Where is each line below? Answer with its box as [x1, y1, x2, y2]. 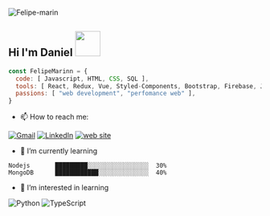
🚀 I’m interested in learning [19, 183, 109, 193]
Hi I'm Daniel [8, 46, 73, 59]
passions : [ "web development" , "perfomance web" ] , [15, 89, 196, 98]
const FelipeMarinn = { [8, 67, 88, 75]
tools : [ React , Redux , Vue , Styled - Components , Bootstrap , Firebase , [15, 82, 257, 90]
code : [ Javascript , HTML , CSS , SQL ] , [15, 75, 149, 83]
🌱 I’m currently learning [19, 146, 98, 156]
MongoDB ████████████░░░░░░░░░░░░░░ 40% [8, 169, 167, 177]
